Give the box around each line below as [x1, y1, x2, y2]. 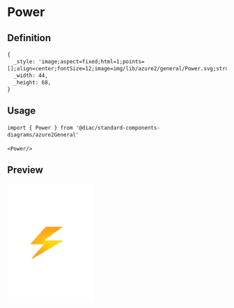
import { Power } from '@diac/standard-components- [7, 124, 160, 131]
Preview [7, 164, 44, 176]
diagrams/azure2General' [7, 131, 79, 138]
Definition [7, 32, 51, 44]
